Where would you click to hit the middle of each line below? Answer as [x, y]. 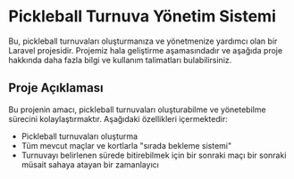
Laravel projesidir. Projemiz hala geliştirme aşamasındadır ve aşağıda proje [146, 50]
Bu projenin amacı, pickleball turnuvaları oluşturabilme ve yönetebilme [137, 110]
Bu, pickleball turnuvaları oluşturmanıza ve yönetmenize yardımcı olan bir [143, 41]
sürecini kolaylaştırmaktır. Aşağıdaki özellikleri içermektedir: [118, 118]
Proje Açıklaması [56, 88]
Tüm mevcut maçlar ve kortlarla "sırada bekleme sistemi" [126, 145]
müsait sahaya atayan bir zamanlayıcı [90, 164]
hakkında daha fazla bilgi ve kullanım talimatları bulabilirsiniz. [120, 60]
